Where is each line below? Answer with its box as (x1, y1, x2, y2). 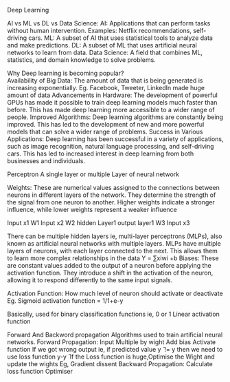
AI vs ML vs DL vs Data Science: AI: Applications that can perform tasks (7, 19, 211, 27)
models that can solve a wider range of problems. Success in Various (7, 127, 203, 136)
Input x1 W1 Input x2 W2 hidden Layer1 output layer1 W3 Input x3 (7, 219, 190, 226)
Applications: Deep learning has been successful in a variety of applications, (7, 135, 225, 143)
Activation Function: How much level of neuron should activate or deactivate (7, 289, 223, 297)
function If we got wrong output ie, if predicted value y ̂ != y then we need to (7, 346, 223, 353)
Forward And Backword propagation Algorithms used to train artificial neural (7, 330, 223, 339)
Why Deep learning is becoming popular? (7, 69, 124, 77)
